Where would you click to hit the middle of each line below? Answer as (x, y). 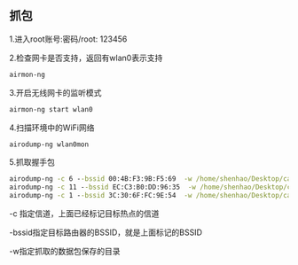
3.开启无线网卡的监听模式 (55, 92)
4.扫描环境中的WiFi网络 (52, 128)
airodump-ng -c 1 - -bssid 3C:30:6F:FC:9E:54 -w (101, 196)
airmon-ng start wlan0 (51, 109)
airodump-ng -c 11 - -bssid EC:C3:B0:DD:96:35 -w (103, 187)
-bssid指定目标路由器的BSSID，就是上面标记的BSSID (106, 232)
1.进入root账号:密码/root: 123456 (68, 39)
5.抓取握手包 (32, 162)
